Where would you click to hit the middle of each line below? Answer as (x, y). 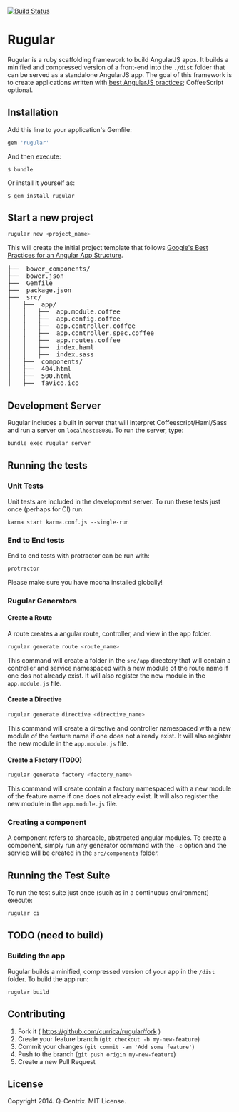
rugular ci (24, 913)
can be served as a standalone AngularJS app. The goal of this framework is (120, 74)
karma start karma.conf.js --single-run (68, 522)
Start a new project (51, 218)
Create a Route (30, 618)
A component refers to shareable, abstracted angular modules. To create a (117, 838)
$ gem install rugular (41, 196)
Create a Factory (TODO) (45, 760)
